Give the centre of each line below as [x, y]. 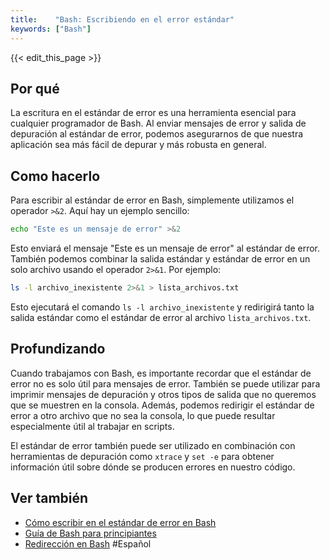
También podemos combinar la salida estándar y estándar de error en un [160, 259]
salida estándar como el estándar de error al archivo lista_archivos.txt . [161, 317]
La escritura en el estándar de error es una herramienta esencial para [153, 113]
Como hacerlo [55, 176]
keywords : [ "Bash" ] [51, 29]
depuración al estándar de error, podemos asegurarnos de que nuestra [157, 134]
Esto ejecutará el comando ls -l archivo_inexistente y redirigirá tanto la [162, 307]
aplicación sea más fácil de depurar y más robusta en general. [138, 145]
